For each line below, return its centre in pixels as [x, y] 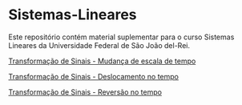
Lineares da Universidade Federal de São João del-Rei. [99, 45]
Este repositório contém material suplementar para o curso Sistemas [121, 37]
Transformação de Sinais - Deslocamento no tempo [93, 76]
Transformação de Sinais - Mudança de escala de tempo [102, 61]
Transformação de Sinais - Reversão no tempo [85, 92]
